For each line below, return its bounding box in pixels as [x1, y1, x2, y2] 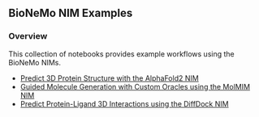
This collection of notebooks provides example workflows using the [8, 48, 235, 59]
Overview [8, 31, 48, 42]
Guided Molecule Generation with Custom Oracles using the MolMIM [19, 81, 250, 91]
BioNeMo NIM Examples [8, 6, 133, 20]
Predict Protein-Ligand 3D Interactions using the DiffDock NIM [19, 98, 229, 108]
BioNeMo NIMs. [8, 57, 62, 67]
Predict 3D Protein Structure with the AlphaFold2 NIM [19, 73, 199, 83]
